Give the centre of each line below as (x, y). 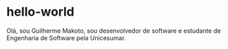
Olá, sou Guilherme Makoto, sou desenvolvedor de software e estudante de (114, 31)
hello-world (41, 12)
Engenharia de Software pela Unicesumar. (66, 37)
